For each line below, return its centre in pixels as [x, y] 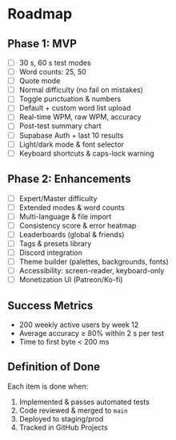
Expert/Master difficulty [58, 198]
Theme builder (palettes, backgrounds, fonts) [94, 261]
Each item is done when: [48, 386]
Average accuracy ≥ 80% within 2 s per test [92, 333]
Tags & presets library [55, 243]
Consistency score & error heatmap [78, 225]
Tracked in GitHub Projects [64, 427]
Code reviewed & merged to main [74, 410]
